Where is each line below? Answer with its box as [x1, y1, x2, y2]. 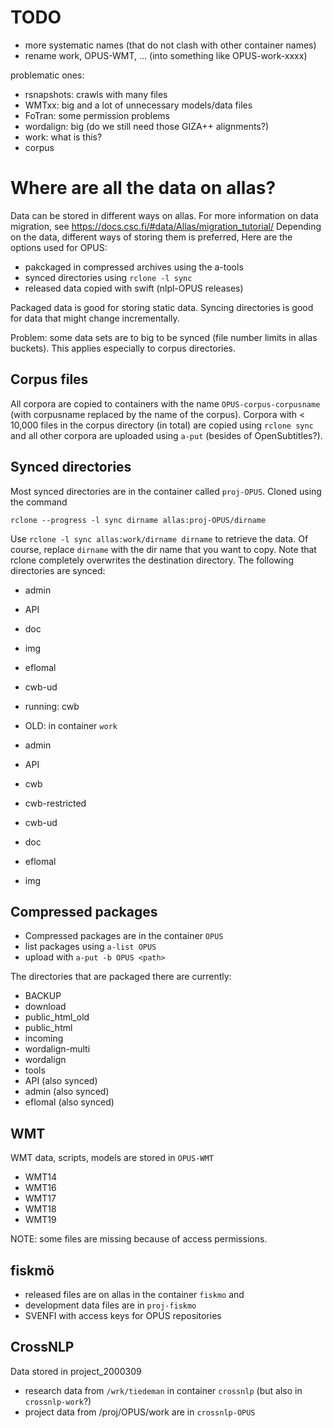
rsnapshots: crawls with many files [24, 88, 168, 100]
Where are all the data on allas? [10, 177, 277, 200]
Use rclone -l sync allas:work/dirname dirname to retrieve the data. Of [10, 532, 309, 545]
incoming [24, 1032, 64, 1045]
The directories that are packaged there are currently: [10, 971, 232, 983]
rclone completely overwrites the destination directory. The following [10, 554, 294, 566]
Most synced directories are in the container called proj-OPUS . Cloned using [10, 485, 322, 497]
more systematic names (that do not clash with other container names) [24, 39, 317, 51]
